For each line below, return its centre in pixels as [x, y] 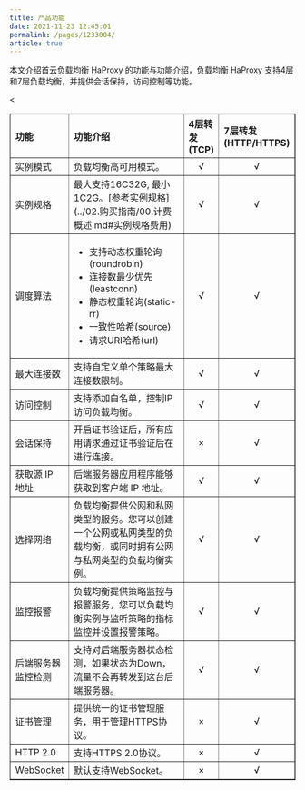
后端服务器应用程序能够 [124, 475]
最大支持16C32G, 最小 [122, 184]
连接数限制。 [101, 380]
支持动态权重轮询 [126, 252]
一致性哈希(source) [130, 327]
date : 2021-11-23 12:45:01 [60, 26]
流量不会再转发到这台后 [124, 677]
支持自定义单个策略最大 [124, 367]
